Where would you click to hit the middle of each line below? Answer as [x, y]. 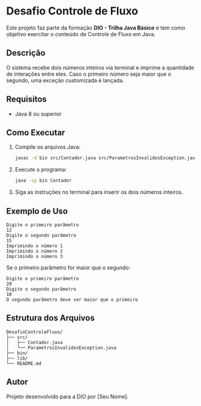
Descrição [26, 53]
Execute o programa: [41, 170]
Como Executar [36, 133]
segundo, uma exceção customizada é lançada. [65, 80]
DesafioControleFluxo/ [34, 332]
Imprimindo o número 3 [34, 256]
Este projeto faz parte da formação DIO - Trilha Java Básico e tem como [96, 28]
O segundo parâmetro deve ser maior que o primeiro [72, 300]
